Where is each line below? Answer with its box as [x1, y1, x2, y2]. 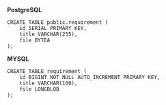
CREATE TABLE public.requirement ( [7, 19, 109, 26]
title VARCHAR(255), [19, 31, 78, 37]
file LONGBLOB [19, 86, 59, 93]
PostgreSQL [7, 6, 42, 14]
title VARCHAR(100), [19, 80, 78, 87]
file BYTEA [19, 37, 51, 44]
